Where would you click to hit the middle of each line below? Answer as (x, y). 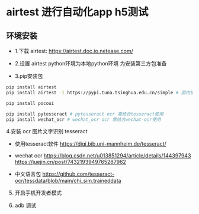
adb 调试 (25, 205)
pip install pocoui (30, 103)
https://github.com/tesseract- (78, 174)
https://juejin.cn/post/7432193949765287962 (70, 162)
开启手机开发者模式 (38, 193)
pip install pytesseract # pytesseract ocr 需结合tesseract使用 (85, 114)
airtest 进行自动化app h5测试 (78, 12)
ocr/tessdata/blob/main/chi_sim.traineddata (68, 181)
